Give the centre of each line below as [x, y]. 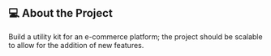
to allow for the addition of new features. [76, 45]
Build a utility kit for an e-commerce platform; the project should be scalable [135, 36]
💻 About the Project [61, 13]
